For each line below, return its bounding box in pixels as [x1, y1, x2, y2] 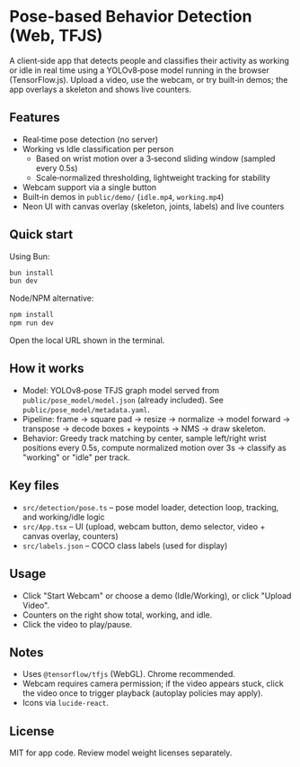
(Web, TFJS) [9, 25, 103, 46]
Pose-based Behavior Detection [9, 6, 252, 27]
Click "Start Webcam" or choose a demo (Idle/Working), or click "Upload [22, 590, 292, 600]
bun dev [9, 276, 39, 285]
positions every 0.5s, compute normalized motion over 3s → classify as [22, 442, 287, 453]
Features [9, 110, 60, 125]
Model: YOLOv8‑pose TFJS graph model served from [22, 384, 220, 395]
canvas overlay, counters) [22, 530, 119, 541]
